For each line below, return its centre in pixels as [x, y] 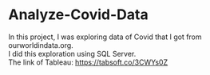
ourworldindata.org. [41, 45]
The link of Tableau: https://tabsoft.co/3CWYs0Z [88, 62]
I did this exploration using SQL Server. [72, 53]
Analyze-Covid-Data [79, 15]
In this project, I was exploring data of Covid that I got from [105, 37]
